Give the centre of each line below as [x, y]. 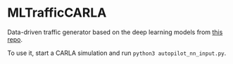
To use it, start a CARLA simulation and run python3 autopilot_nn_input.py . [117, 53]
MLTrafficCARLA [57, 13]
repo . [15, 39]
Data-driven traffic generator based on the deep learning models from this [115, 32]
